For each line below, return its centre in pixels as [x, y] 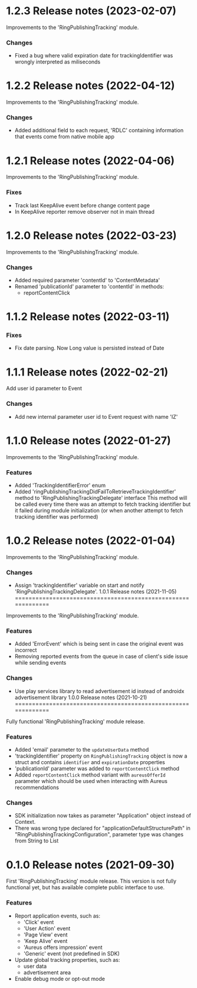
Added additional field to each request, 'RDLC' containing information [99, 130]
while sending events [40, 663]
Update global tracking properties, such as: [67, 960]
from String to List [37, 841]
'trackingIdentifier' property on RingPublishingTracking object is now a [101, 756]
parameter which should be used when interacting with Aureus [91, 781]
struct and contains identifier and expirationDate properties [90, 762]
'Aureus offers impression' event [63, 947]
